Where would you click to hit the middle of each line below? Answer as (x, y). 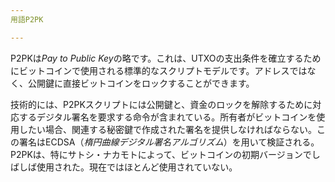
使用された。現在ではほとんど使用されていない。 (137, 167)
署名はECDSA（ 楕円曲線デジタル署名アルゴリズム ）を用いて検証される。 (169, 142)
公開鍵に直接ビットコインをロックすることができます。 (141, 83)
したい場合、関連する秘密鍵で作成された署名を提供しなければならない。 (167, 129)
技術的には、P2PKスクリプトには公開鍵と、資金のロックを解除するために (161, 104)
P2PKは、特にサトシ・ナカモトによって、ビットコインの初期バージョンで (161, 154)
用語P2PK (27, 19)
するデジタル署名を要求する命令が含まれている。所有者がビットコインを (167, 117)
